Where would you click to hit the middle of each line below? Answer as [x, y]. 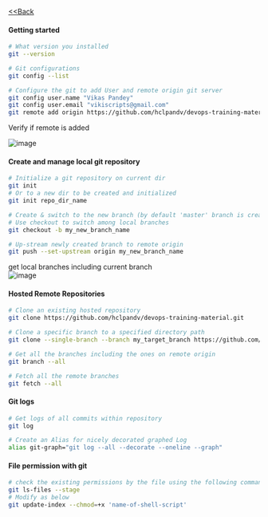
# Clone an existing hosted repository [75, 310]
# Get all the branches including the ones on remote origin [112, 354]
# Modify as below [39, 498]
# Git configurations [44, 68]
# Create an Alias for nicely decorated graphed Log [98, 440]
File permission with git [48, 465]
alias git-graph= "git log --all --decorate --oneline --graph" [116, 448]
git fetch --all [35, 383]
